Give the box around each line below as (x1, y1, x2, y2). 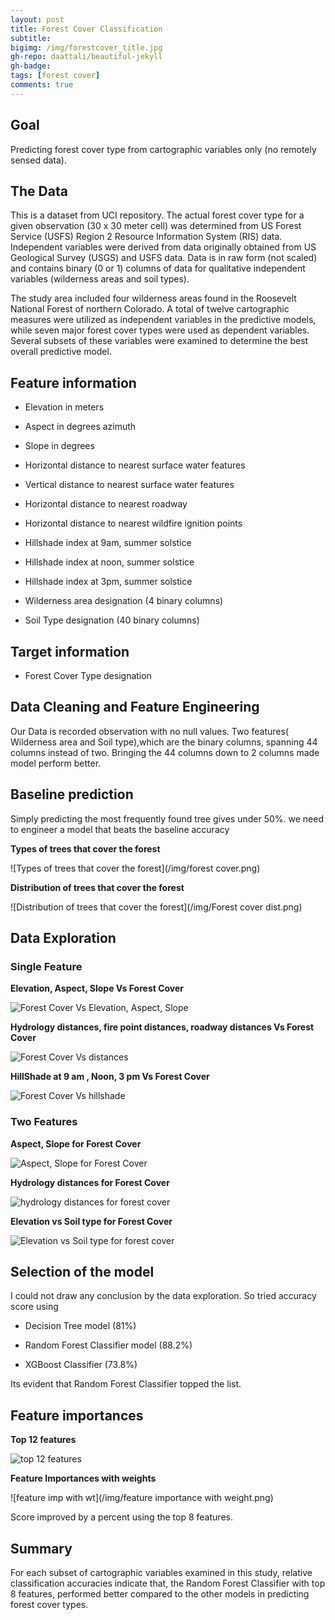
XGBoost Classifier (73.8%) (24, 1359, 138, 1371)
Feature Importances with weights (10, 1472, 157, 1485)
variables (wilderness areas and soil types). (10, 273, 190, 285)
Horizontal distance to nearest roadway (24, 498, 188, 510)
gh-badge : (10, 61, 52, 71)
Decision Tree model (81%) (24, 1320, 137, 1332)
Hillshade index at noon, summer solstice (24, 556, 195, 568)
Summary (10, 1540, 73, 1557)
